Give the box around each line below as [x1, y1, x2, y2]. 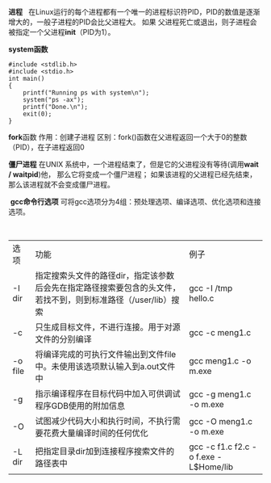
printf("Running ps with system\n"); [23, 89, 150, 97]
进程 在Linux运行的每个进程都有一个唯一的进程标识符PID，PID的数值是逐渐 [8, 7, 261, 16]
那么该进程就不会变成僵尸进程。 [8, 180, 115, 189]
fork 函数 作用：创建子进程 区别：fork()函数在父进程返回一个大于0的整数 [8, 132, 248, 141]
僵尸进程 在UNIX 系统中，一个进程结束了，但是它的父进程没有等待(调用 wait [8, 160, 260, 169]
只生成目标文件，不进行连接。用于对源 [35, 321, 181, 333]
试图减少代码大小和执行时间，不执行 [35, 415, 173, 426]
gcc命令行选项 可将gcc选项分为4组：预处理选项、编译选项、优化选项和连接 [10, 197, 261, 206]
